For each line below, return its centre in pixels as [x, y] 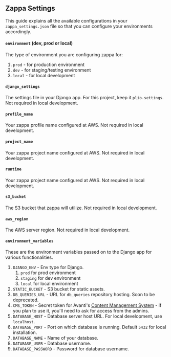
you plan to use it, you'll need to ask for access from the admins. [81, 311]
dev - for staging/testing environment [52, 70]
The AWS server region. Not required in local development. [68, 230]
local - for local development [44, 76]
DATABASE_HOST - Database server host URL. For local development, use [87, 316]
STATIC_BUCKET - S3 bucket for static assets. [59, 289]
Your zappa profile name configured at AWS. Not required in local [74, 125]
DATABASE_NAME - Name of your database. [56, 338]
